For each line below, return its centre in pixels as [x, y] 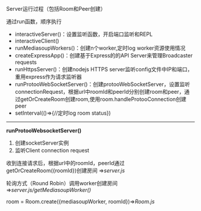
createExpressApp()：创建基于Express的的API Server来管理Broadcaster [104, 55]
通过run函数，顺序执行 [34, 22]
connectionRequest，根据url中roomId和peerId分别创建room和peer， [100, 92]
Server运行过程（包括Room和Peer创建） [56, 9]
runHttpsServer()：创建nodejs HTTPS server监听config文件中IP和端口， [104, 69]
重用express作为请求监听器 [48, 77]
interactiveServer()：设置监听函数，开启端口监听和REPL [84, 34]
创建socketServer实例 [42, 143]
